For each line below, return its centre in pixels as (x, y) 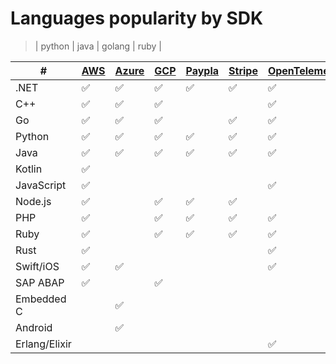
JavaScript (41, 185)
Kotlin (29, 169)
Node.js (33, 201)
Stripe (243, 70)
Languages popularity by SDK (137, 18)
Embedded (41, 299)
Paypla (202, 70)
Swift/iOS (37, 266)
